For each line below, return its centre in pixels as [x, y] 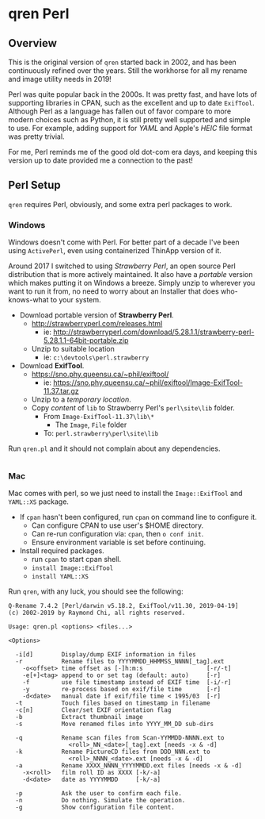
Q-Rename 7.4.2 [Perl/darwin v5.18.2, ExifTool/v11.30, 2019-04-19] [123, 606]
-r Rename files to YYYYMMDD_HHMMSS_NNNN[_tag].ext [120, 662]
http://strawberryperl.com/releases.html [97, 324]
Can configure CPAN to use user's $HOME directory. [117, 525]
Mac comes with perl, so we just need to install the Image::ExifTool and [125, 494]
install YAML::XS [60, 577]
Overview [33, 43]
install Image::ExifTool [72, 568]
